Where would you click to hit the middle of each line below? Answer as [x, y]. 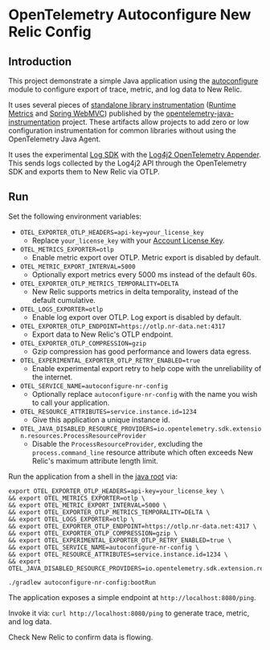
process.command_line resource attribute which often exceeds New [142, 452]
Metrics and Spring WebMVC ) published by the [86, 113]
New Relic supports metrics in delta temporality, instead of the [135, 292]
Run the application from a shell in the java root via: [93, 476]
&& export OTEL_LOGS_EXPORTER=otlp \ [72, 519]
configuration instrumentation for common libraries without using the [123, 131]
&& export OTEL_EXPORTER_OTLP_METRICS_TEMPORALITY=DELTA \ [109, 512]
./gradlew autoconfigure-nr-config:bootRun [82, 583]
